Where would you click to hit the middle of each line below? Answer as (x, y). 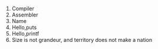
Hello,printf (25, 34)
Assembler (25, 15)
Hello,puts (24, 27)
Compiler (23, 9)
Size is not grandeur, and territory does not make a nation (82, 40)
